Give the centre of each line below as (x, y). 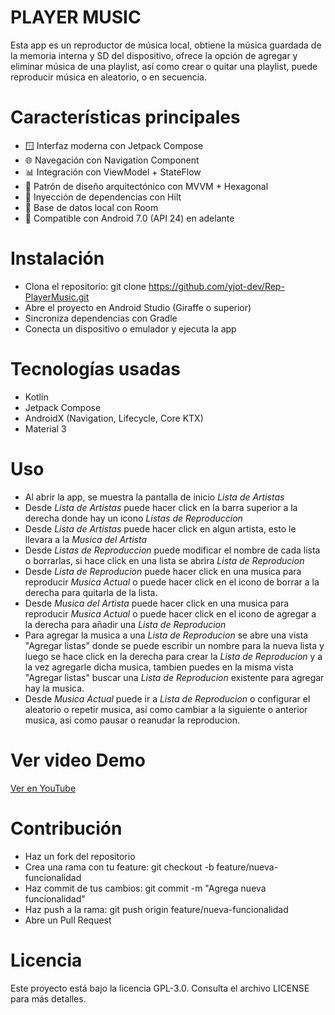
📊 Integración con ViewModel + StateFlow (113, 172)
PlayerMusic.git (57, 297)
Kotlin (36, 397)
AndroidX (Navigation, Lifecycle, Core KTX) (114, 418)
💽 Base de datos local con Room (91, 207)
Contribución (66, 828)
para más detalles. (48, 998)
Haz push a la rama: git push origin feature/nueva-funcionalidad (156, 909)
